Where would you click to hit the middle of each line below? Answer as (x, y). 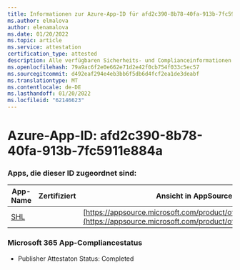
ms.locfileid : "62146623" (46, 101)
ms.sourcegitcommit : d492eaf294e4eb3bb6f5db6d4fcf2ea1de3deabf (104, 74)
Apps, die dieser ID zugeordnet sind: (72, 174)
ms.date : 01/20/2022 (38, 34)
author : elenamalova (38, 27)
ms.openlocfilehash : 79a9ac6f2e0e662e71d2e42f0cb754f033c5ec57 (104, 67)
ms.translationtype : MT (43, 80)
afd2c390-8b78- (151, 136)
